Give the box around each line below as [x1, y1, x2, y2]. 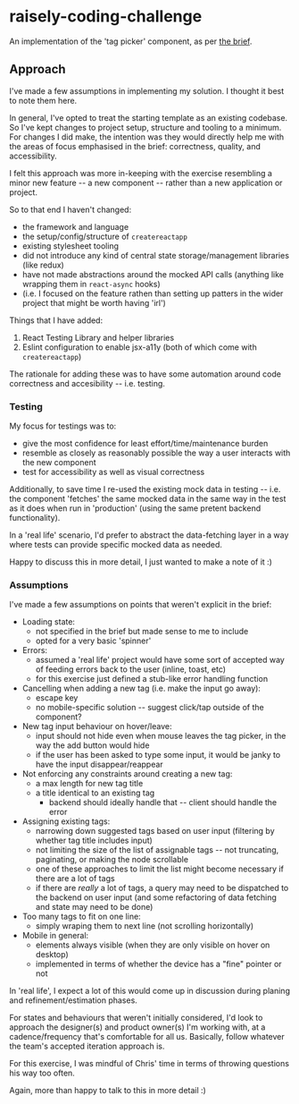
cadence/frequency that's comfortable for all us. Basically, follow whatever [9, 1032, 286, 1042]
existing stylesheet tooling [21, 240, 119, 251]
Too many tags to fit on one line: [21, 911, 141, 922]
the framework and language [21, 221, 129, 232]
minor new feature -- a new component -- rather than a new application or [9, 177, 283, 188]
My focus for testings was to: [9, 420, 117, 431]
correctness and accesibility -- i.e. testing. [9, 378, 165, 388]
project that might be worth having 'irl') [21, 297, 167, 308]
